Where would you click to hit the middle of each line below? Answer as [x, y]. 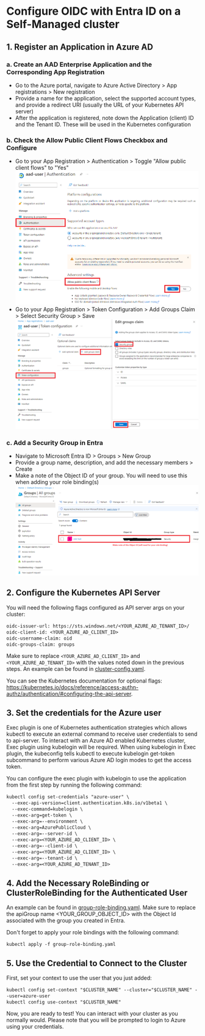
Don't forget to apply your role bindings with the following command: [93, 932]
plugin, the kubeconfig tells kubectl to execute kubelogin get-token [91, 754]
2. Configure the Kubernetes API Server [83, 593]
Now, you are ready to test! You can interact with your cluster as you [92, 1014]
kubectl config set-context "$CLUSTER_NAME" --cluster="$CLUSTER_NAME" [99, 990]
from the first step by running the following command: [74, 785]
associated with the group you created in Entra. [66, 921]
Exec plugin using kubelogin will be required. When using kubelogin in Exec [101, 747]
